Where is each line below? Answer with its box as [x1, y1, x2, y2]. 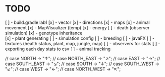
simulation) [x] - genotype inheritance [5, 30, 83, 36]
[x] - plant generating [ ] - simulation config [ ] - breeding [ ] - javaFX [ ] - [5, 35, 155, 41]
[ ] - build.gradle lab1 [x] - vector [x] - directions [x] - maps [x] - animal [5, 19, 150, 25]
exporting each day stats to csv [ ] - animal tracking [5, 46, 110, 52]
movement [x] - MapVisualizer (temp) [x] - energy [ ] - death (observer [5, 24, 150, 30]
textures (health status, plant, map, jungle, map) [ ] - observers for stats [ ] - [5, 40, 160, 46]
